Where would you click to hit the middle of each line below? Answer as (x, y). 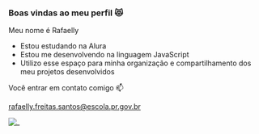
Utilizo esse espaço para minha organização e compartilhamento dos (136, 63)
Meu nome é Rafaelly (44, 31)
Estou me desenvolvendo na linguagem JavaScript (104, 55)
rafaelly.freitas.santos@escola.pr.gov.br (75, 107)
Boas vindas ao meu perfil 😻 (66, 13)
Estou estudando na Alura (63, 46)
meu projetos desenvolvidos (67, 72)
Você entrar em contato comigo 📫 (66, 88)
